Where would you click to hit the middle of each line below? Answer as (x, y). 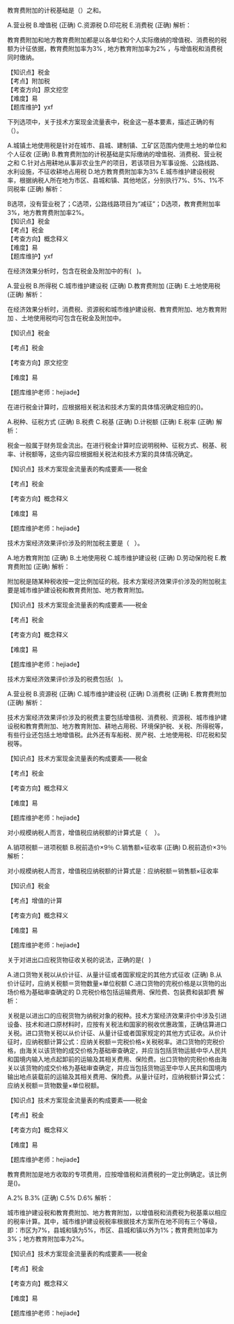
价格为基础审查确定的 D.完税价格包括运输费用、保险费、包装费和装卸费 (115, 992)
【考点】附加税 (29, 81)
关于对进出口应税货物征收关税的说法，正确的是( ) (79, 960)
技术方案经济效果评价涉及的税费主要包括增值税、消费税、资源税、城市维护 (114, 717)
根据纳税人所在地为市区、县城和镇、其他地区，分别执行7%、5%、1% (118, 180)
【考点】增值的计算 (35, 901)
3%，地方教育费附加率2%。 (48, 212)
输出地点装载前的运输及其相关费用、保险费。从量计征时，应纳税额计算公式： (117, 1077)
